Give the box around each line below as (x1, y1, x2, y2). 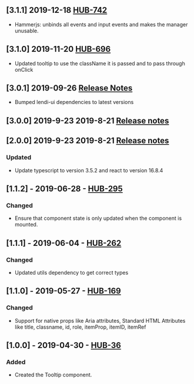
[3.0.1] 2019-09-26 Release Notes (6, 83, 133, 94)
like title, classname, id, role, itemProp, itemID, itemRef (14, 323, 146, 330)
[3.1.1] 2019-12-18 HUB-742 (6, 5, 108, 15)
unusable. (14, 27, 39, 34)
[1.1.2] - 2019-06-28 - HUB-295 (6, 183, 123, 193)
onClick (14, 66, 34, 73)
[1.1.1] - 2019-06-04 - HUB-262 (6, 238, 122, 248)
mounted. (14, 221, 38, 228)
